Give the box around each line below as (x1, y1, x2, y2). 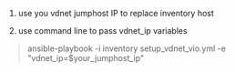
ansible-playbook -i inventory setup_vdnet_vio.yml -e (26, 43, 226, 54)
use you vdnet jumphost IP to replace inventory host (17, 8, 214, 18)
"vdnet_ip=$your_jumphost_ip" (26, 53, 145, 63)
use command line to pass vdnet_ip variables (17, 26, 189, 36)
